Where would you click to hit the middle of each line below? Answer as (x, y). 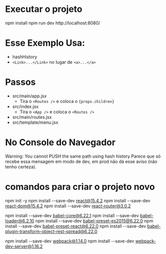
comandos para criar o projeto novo (80, 187)
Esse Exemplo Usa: (45, 43)
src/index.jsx (25, 106)
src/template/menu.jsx (35, 122)
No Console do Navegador (60, 142)
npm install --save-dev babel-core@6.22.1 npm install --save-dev (72, 215)
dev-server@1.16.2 (24, 246)
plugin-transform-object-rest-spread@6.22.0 (51, 231)
